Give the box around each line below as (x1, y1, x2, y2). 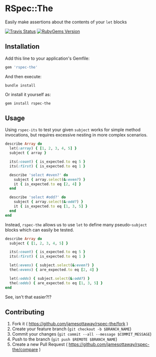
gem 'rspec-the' (5, 65, 38, 69)
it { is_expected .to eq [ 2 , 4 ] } (14, 182, 81, 187)
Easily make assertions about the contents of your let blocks (5, 19, 127, 25)
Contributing (5, 308, 45, 316)
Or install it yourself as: (5, 91, 51, 97)
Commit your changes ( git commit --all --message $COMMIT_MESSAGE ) (12, 331, 152, 337)
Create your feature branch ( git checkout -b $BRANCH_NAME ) (12, 326, 132, 332)
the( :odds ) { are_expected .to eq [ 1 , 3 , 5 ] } (9, 280, 103, 286)
